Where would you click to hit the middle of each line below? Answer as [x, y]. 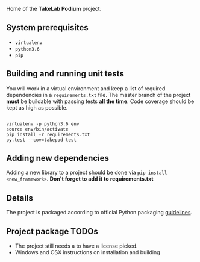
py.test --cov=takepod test [42, 140]
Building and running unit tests [65, 74]
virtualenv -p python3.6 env [43, 124]
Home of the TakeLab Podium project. [54, 9]
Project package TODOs [52, 231]
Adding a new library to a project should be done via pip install [87, 173]
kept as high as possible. [37, 107]
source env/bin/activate [37, 129]
